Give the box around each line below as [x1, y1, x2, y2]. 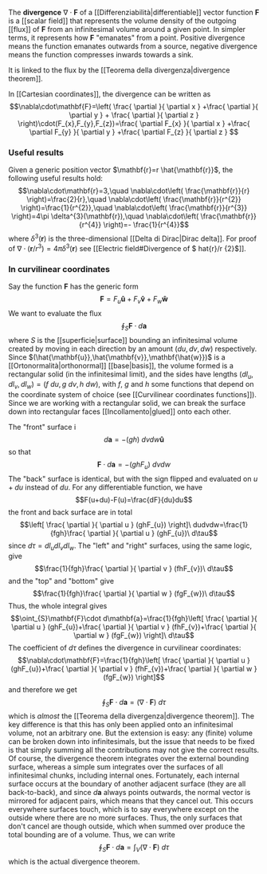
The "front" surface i [8, 423, 77, 432]
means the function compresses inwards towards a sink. [8, 50, 194, 59]
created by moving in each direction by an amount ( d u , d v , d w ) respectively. [8, 344, 257, 353]
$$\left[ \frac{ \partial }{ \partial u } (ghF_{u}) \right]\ [19, 519, 191, 530]
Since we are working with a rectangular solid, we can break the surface [8, 399, 245, 408]
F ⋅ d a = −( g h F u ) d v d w [96, 459, 171, 470]
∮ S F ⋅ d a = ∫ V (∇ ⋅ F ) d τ [98, 842, 170, 854]
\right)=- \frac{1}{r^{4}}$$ [103, 220, 190, 230]
